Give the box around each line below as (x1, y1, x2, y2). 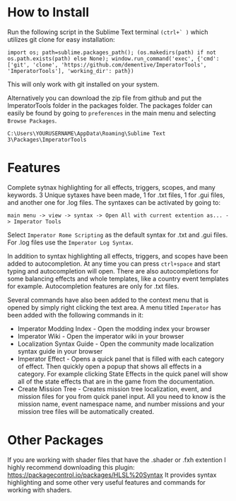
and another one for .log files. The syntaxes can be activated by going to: (7, 198, 221, 206)
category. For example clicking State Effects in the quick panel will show (17, 369, 228, 378)
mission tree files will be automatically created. (17, 407, 154, 415)
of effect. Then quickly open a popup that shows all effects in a (17, 362, 202, 371)
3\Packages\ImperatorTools (7, 136, 87, 143)
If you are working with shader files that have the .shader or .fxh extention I (7, 455, 226, 464)
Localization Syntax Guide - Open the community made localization (17, 339, 214, 348)
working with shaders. (7, 485, 72, 494)
